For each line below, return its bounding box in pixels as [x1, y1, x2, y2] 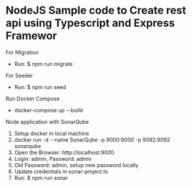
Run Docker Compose [5, 95, 60, 102]
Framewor [5, 29, 57, 42]
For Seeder [5, 72, 33, 79]
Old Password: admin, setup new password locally [14, 161, 139, 168]
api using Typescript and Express [5, 16, 175, 30]
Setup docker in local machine [14, 130, 89, 137]
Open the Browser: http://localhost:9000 [14, 149, 115, 156]
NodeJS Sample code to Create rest [5, 4, 187, 17]
